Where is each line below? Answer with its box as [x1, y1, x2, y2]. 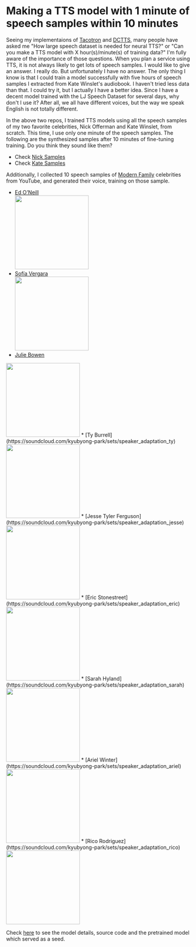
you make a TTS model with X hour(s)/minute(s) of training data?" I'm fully [6, 48, 187, 56]
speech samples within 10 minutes [6, 17, 178, 30]
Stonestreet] [98, 594, 128, 601]
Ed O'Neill [14, 188, 39, 196]
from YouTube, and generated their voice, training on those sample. [6, 177, 170, 184]
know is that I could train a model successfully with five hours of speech [6, 74, 181, 81]
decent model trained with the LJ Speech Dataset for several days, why [6, 93, 180, 100]
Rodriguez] [99, 837, 126, 844]
